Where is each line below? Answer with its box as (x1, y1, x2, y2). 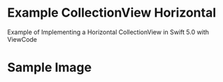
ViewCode (7, 35, 37, 43)
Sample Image (7, 60, 92, 76)
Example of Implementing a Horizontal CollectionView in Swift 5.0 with (7, 28, 210, 36)
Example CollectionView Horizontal (7, 5, 217, 21)
